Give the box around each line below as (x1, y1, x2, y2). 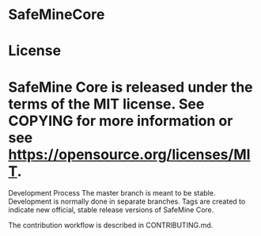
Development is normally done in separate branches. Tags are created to (8, 196, 246, 207)
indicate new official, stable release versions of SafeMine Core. (8, 205, 214, 215)
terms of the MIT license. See (8, 95, 205, 112)
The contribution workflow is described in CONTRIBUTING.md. (8, 220, 214, 230)
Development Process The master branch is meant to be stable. (8, 188, 216, 198)
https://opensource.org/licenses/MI (8, 145, 251, 163)
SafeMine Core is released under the (8, 78, 253, 96)
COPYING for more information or (8, 112, 233, 130)
